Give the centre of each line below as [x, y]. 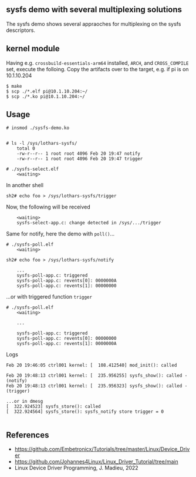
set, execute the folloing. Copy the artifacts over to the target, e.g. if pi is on [97, 69]
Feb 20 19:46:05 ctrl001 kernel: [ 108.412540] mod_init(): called [92, 365]
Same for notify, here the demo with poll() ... [60, 234]
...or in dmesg [25, 402]
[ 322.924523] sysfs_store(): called [53, 407]
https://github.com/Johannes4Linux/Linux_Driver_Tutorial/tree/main [96, 462]
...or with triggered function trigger [49, 297]
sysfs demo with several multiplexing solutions [94, 10]
